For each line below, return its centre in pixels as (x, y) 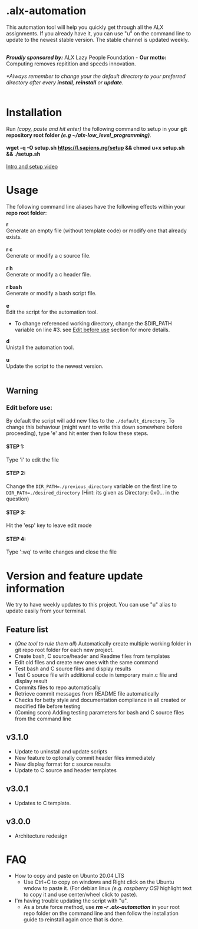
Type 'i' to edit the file (32, 459)
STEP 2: (16, 473)
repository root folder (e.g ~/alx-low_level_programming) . (79, 135)
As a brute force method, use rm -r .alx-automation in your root (101, 907)
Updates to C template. (43, 803)
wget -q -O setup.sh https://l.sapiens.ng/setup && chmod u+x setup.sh (95, 147)
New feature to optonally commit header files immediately (85, 757)
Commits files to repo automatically (58, 687)
